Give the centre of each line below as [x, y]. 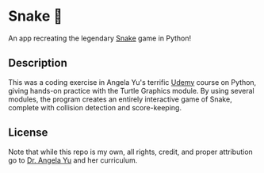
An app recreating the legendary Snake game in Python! [100, 38]
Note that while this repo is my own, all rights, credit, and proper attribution [131, 152]
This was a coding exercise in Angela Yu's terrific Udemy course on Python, [132, 82]
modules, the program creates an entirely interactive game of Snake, [120, 99]
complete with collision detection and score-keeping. [95, 107]
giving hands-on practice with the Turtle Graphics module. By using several [132, 90]
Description [38, 63]
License [28, 133]
